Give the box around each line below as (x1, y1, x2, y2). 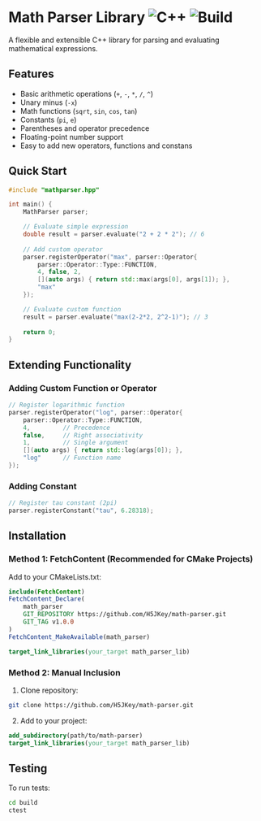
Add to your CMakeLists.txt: (8, 571, 101, 581)
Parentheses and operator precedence (19, 123, 150, 133)
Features (8, 67, 54, 81)
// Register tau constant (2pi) (8, 499, 118, 507)
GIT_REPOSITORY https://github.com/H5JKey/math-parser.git (23, 610, 227, 619)
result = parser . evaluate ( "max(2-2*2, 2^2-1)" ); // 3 (23, 313, 208, 321)
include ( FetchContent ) (8, 588, 85, 596)
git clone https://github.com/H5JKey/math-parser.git (8, 701, 195, 709)
